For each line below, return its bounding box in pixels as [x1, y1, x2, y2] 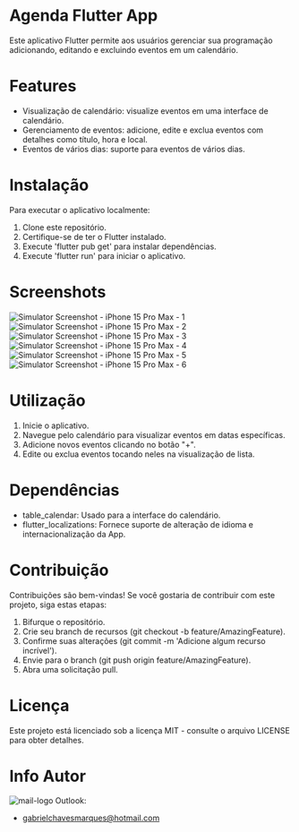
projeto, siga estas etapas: [9, 599, 107, 610]
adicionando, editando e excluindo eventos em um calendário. [9, 44, 239, 55]
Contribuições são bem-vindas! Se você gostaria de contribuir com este [9, 589, 276, 600]
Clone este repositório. [21, 221, 107, 233]
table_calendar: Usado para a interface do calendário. [21, 510, 221, 520]
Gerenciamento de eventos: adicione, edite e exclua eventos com [21, 124, 264, 135]
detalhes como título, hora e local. [21, 133, 148, 144]
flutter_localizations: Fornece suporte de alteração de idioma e [21, 519, 253, 529]
